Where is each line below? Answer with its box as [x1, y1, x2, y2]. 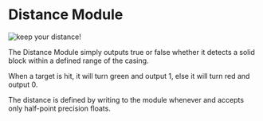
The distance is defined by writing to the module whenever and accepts [8, 95, 245, 104]
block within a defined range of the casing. [8, 56, 149, 65]
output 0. [8, 80, 38, 89]
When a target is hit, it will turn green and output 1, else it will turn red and [8, 71, 250, 80]
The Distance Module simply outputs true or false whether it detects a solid [8, 47, 255, 57]
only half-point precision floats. [8, 103, 112, 113]
